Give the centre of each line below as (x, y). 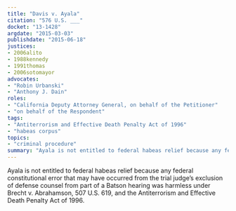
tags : (15, 118)
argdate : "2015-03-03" (40, 33)
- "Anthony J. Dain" (38, 92)
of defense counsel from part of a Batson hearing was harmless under (109, 185)
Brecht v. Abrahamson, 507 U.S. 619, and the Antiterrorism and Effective (112, 193)
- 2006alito (25, 53)
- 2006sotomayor (31, 72)
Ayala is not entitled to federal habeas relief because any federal (100, 170)
